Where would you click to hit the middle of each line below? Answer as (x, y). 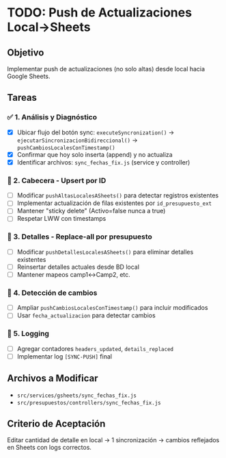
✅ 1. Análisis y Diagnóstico (52, 117)
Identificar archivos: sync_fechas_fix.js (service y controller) (103, 162)
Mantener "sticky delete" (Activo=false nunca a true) (91, 211)
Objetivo (26, 52)
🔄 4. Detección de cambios (52, 293)
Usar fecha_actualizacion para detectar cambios (86, 315)
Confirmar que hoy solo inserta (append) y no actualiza (95, 154)
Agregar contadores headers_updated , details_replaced (95, 348)
